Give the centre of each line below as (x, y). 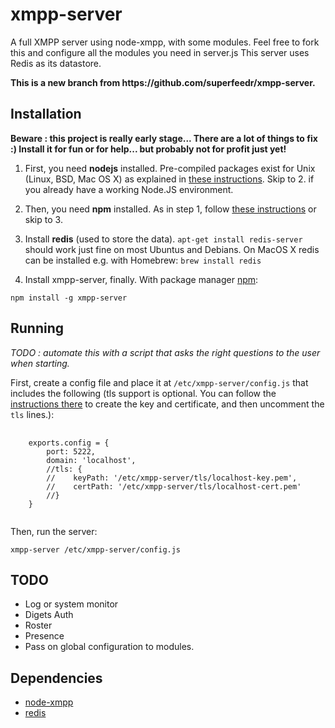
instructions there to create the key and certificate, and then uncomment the (167, 404)
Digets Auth (49, 615)
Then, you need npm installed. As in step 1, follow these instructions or (170, 209)
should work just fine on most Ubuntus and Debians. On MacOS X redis (172, 249)
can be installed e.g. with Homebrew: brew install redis (143, 260)
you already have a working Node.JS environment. (129, 189)
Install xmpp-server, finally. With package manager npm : (141, 279)
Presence (44, 636)
